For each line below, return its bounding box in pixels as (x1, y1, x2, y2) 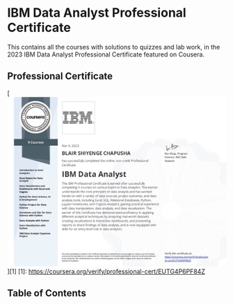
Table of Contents (7, 287, 87, 299)
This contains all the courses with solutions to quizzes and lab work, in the (7, 43, 220, 51)
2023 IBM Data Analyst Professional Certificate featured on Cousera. (7, 50, 205, 59)
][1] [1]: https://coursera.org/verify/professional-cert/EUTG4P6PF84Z (7, 267, 205, 276)
